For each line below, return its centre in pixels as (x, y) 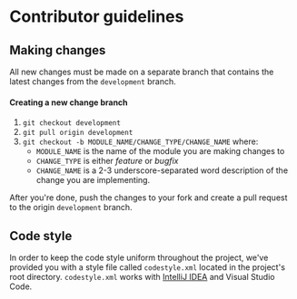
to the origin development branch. (71, 207)
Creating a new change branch (69, 102)
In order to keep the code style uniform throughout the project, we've (139, 258)
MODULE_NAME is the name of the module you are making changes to (160, 151)
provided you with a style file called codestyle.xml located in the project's (148, 267)
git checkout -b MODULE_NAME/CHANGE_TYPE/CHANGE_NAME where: (140, 141)
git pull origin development (78, 133)
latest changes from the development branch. (93, 82)
